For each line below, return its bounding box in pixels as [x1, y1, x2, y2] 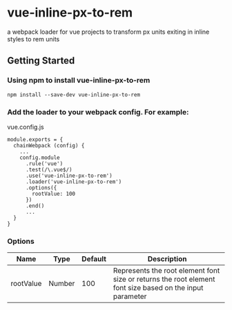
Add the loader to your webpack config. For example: [7, 107, 189, 116]
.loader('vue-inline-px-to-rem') [25, 178, 122, 185]
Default [81, 254, 107, 264]
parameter [113, 291, 147, 301]
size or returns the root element [113, 274, 215, 284]
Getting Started [7, 55, 75, 67]
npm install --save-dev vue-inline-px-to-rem [7, 91, 140, 98]
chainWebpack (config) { [13, 142, 85, 149]
